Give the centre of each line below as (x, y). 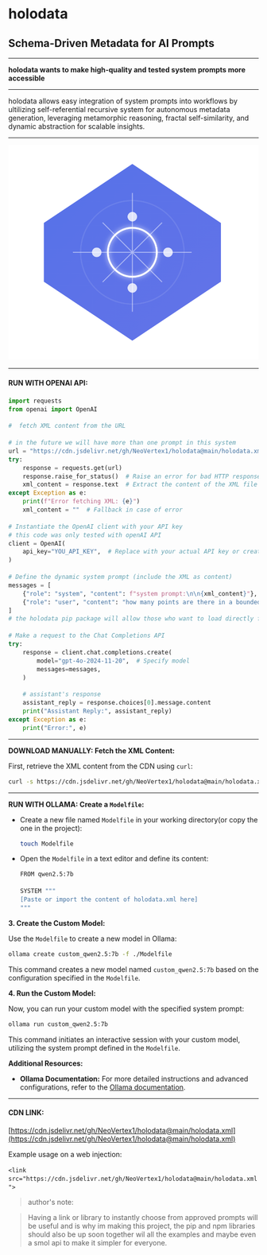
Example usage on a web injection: (65, 1154)
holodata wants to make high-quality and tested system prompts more (127, 70)
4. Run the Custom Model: (52, 993)
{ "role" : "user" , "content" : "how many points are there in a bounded (142, 602)
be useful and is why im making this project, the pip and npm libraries (141, 1226)
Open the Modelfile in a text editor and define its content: (114, 859)
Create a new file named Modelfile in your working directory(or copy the (139, 819)
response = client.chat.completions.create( (97, 652)
